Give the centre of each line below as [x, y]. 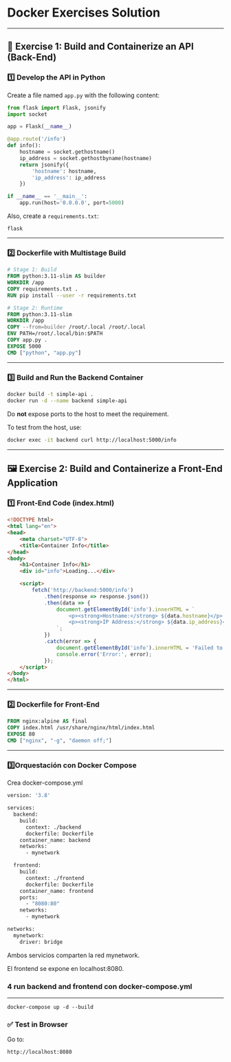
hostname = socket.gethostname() [67, 152]
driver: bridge [41, 942]
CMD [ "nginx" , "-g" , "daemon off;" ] [59, 741]
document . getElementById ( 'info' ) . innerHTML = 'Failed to [140, 648]
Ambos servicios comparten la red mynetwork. [74, 955]
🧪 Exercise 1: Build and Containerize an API [100, 47]
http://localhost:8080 [40, 1052]
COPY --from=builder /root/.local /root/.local [77, 327]
